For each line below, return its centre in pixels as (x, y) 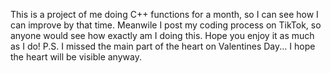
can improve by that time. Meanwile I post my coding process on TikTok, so (166, 25)
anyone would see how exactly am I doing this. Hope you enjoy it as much (162, 35)
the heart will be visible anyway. (76, 57)
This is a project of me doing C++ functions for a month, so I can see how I (164, 14)
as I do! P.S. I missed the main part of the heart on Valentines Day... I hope (163, 46)
